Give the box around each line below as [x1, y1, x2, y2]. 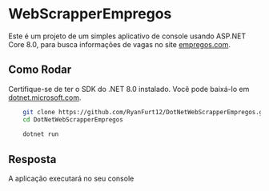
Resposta [8, 153, 57, 166]
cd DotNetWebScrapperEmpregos [22, 115, 124, 124]
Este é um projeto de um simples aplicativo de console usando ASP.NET [8, 31, 247, 41]
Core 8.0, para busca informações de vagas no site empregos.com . [8, 39, 231, 49]
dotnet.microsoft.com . [8, 93, 82, 102]
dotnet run [22, 130, 59, 138]
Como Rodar [8, 63, 72, 77]
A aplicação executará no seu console [8, 173, 134, 184]
